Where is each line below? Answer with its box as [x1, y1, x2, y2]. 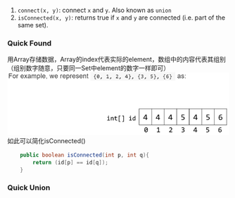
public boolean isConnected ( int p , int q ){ [20, 151, 150, 159]
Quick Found [7, 38, 52, 48]
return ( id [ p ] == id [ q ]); [32, 159, 109, 166]
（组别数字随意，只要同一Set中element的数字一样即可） [7, 64, 170, 72]
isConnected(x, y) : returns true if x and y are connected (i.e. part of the [17, 13, 226, 22]
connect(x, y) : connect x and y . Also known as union [17, 6, 172, 14]
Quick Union [7, 183, 51, 192]
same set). [17, 21, 49, 29]
